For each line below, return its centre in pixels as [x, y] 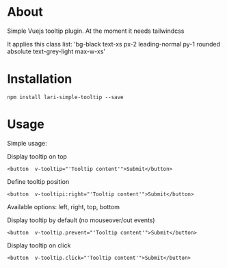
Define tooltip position [38, 181]
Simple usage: [27, 143]
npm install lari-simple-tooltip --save [66, 97]
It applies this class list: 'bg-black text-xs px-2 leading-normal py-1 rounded [114, 44]
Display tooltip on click [39, 245]
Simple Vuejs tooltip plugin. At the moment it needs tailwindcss [96, 31]
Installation [40, 79]
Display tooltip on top [37, 156]
